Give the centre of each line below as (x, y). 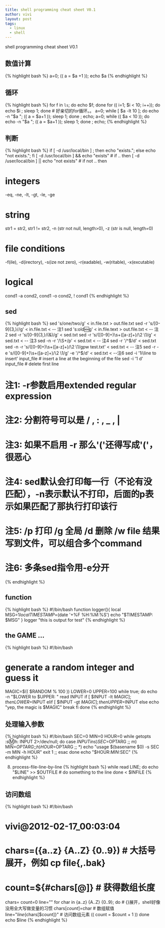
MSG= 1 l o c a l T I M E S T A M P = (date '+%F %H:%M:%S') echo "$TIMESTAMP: (79, 615)
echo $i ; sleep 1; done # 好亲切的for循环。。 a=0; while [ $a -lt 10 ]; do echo (82, 111)
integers (23, 181)
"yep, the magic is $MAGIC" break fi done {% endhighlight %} (68, 707)
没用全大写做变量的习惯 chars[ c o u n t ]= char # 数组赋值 (60, 908)
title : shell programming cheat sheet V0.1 (50, 10)
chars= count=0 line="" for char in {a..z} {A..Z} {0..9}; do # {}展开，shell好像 (83, 902)
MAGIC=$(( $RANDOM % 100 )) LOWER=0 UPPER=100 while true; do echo (81, 691)
